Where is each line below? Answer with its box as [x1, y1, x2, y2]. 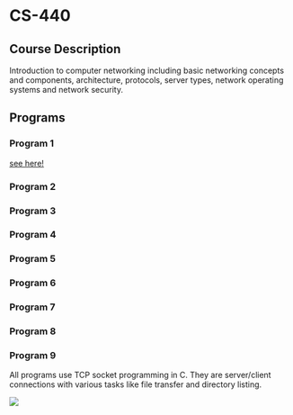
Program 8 [9, 325, 57, 338]
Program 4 [9, 229, 57, 241]
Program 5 [9, 253, 57, 266]
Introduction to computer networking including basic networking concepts [9, 65, 285, 76]
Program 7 [9, 301, 56, 313]
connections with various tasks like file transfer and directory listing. [9, 379, 262, 390]
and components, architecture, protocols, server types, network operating [9, 75, 284, 86]
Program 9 [9, 349, 57, 362]
